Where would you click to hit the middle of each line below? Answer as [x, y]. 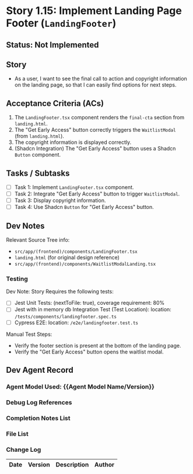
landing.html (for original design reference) [67, 257]
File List [17, 434]
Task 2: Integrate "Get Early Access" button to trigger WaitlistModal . [97, 194]
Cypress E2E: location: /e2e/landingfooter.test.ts [76, 322]
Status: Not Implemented [52, 45]
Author [104, 465]
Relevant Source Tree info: [38, 240]
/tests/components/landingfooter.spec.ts [65, 317]
